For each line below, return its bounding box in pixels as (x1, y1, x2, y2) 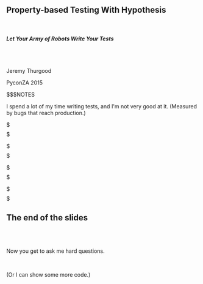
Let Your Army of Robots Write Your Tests (6, 35, 114, 42)
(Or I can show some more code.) (6, 271, 91, 278)
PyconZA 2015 (6, 79, 43, 86)
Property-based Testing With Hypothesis (6, 5, 166, 15)
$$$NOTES (6, 91, 35, 99)
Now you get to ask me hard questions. (6, 247, 105, 255)
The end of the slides (6, 212, 88, 223)
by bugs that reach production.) (6, 110, 87, 117)
